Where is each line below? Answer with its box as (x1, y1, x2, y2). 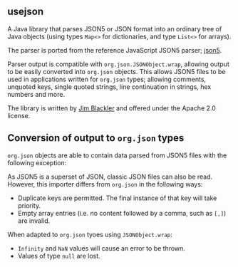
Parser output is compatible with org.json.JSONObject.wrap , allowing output (7, 60, 229, 68)
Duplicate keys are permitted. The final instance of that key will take (17, 194, 217, 202)
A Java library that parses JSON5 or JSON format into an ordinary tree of (7, 24, 222, 33)
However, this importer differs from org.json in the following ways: (7, 179, 203, 188)
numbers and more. (7, 90, 66, 98)
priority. (17, 201, 41, 209)
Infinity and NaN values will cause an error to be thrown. (17, 244, 185, 252)
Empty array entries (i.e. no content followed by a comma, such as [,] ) (17, 209, 227, 217)
